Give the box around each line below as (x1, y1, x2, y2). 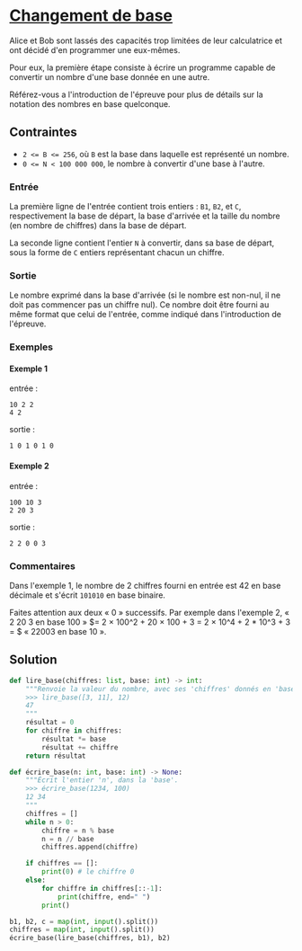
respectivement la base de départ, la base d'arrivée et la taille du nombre (9, 210, 280, 221)
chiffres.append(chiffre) (41, 842, 139, 852)
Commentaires (9, 559, 76, 572)
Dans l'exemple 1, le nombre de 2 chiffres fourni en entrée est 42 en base (9, 580, 281, 591)
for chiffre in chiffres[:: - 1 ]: (41, 884, 164, 893)
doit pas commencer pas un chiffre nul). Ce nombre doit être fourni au (9, 299, 270, 310)
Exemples (9, 341, 54, 353)
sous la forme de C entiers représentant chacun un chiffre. (9, 247, 225, 258)
